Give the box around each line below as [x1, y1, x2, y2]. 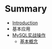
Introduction [12, 20, 38, 26]
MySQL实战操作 [12, 32, 46, 38]
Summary [5, 3, 47, 15]
